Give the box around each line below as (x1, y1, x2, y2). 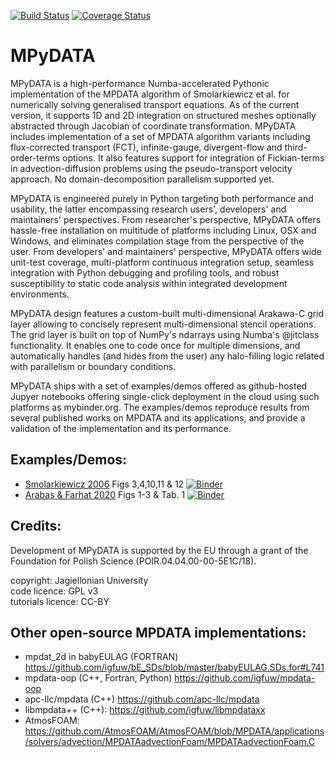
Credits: (10, 518, 62, 535)
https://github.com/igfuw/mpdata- (174, 672, 316, 684)
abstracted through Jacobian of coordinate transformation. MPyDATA (10, 120, 297, 132)
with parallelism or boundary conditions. (10, 360, 177, 372)
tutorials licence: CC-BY (10, 595, 110, 607)
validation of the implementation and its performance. (10, 422, 232, 434)
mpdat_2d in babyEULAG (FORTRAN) (24, 651, 179, 663)
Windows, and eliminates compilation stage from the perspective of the (10, 235, 305, 247)
